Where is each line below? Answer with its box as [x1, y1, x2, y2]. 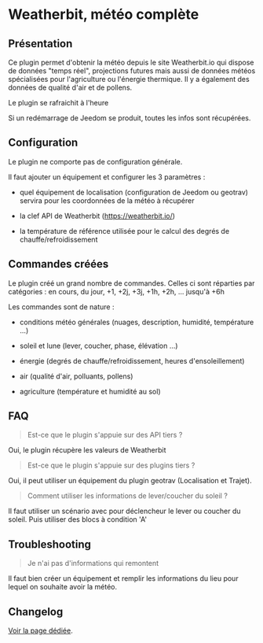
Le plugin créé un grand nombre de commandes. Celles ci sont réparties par [8, 278, 255, 288]
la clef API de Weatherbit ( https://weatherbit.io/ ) [19, 211, 175, 220]
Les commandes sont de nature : [8, 301, 115, 312]
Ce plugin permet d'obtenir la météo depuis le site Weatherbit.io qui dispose [8, 57, 254, 67]
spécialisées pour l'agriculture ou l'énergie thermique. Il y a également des [8, 75, 250, 83]
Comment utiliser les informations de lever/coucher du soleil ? [27, 491, 228, 501]
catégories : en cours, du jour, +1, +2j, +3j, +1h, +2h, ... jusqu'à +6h [8, 286, 225, 296]
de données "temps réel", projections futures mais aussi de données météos [8, 66, 256, 76]
